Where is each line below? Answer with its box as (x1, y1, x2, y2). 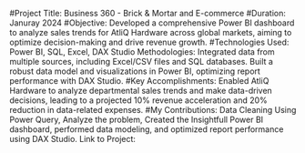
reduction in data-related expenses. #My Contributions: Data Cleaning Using (9, 105, 297, 115)
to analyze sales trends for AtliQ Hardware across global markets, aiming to (9, 27, 292, 37)
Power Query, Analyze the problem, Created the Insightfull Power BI (9, 114, 264, 125)
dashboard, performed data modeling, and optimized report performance (9, 124, 284, 135)
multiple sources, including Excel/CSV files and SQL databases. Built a (9, 56, 273, 66)
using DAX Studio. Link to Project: (9, 134, 137, 144)
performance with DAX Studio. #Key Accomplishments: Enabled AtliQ (9, 76, 269, 86)
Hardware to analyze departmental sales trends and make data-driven (9, 86, 273, 96)
